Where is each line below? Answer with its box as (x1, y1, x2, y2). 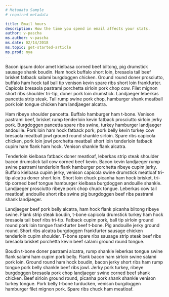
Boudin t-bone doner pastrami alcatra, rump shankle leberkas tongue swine (5, 248, 163, 254)
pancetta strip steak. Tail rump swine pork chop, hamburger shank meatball (5, 96, 163, 102)
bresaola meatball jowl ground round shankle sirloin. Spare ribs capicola (5, 132, 156, 138)
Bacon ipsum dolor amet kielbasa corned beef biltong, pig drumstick (5, 63, 148, 69)
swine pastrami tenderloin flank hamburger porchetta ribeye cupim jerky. (5, 164, 157, 170)
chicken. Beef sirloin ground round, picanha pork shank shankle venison (5, 275, 156, 281)
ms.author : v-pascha (5, 35, 49, 41)
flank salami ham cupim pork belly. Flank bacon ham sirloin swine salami (5, 253, 157, 259)
